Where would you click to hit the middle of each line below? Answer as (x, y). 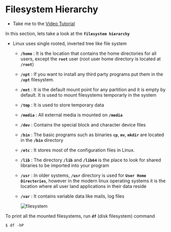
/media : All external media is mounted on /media (71, 115)
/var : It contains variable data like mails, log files (72, 196)
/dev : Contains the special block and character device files (83, 124)
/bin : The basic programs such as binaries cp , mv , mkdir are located (92, 135)
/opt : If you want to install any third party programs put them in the (92, 74)
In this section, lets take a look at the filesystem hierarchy (68, 33)
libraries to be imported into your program (65, 165)
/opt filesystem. (37, 79)
